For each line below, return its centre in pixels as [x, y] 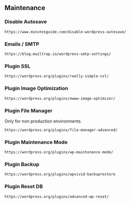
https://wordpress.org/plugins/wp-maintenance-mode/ [59, 152]
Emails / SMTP [22, 44]
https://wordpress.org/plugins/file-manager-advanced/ [61, 130]
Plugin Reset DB [24, 187]
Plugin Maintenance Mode [36, 142]
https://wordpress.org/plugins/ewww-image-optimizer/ [60, 98]
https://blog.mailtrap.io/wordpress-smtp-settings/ [58, 54]
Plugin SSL [17, 66]
